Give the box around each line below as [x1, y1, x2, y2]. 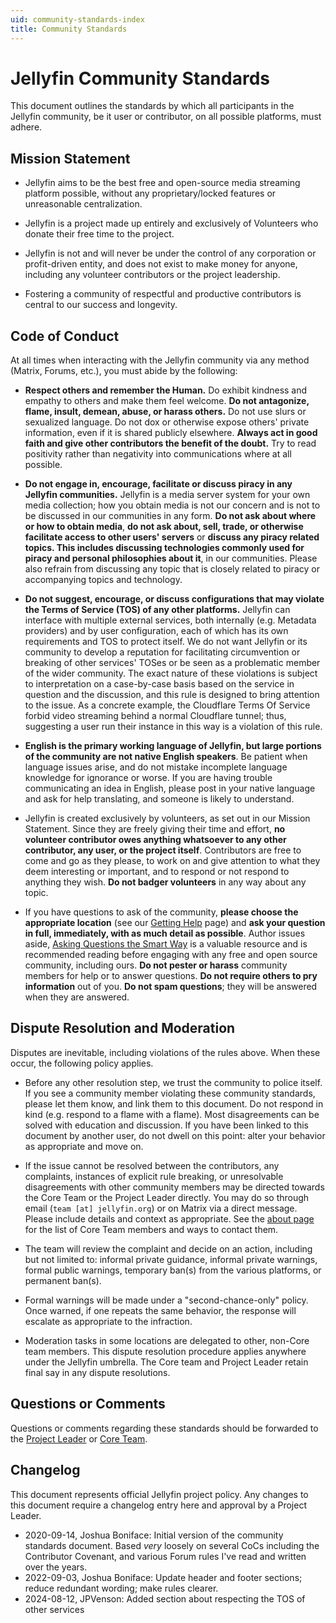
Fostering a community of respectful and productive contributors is [24, 288, 302, 300]
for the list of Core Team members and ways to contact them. [24, 1223, 279, 1235]
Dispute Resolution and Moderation [10, 1020, 236, 1037]
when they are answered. [24, 991, 130, 1003]
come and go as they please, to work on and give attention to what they [24, 855, 321, 867]
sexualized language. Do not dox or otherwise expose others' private [24, 416, 310, 428]
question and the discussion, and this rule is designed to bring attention [24, 689, 320, 701]
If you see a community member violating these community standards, [24, 1087, 316, 1099]
